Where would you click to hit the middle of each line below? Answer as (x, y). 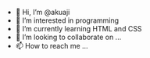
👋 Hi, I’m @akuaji (43, 12)
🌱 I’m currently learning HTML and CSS (79, 29)
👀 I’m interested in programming (67, 20)
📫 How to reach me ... (52, 46)
